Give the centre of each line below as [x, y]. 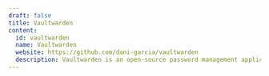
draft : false [30, 15]
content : [23, 30]
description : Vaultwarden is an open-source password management [127, 60]
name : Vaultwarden [46, 45]
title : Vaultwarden [41, 23]
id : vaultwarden [42, 38]
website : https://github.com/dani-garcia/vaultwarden [107, 52]
